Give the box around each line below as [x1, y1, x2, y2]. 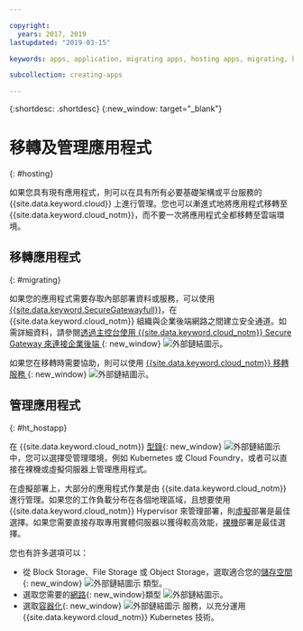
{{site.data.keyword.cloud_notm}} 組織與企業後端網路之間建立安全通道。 [9, 315, 280, 326]
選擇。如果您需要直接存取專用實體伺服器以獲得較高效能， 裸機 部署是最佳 [9, 516, 278, 527]
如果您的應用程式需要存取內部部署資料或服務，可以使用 [9, 293, 215, 304]
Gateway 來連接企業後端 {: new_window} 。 [9, 338, 228, 349]
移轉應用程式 [9, 250, 81, 265]
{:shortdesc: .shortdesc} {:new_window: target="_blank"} [9, 103, 223, 114]
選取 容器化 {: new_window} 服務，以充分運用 [22, 600, 246, 611]
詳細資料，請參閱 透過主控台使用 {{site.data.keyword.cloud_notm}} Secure [16, 326, 292, 337]
